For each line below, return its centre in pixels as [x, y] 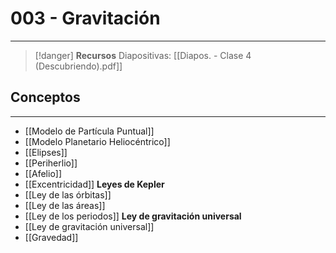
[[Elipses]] [46, 152]
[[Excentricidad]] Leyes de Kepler [94, 184]
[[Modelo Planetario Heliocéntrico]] [97, 141]
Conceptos [45, 97]
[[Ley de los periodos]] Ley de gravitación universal [133, 216]
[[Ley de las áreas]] [65, 205]
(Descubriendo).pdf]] [78, 66]
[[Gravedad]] [51, 237]
